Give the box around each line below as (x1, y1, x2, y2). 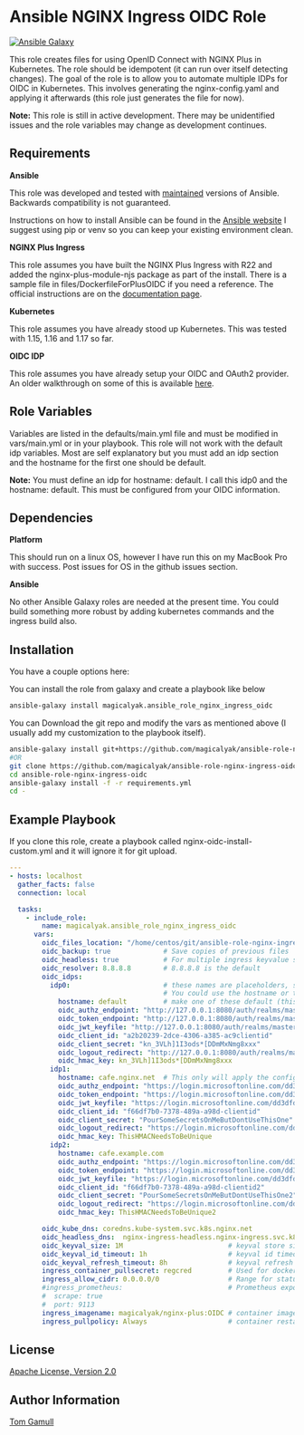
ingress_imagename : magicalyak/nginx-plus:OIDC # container (42, 1308, 273, 1317)
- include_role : (25, 913, 88, 922)
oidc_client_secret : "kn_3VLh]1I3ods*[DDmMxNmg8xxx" (57, 1039, 261, 1048)
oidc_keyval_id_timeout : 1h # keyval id (42, 1249, 273, 1258)
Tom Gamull (9, 1416, 54, 1428)
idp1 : (49, 1064, 71, 1074)
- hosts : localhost (9, 872, 83, 881)
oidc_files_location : (42, 939, 124, 948)
